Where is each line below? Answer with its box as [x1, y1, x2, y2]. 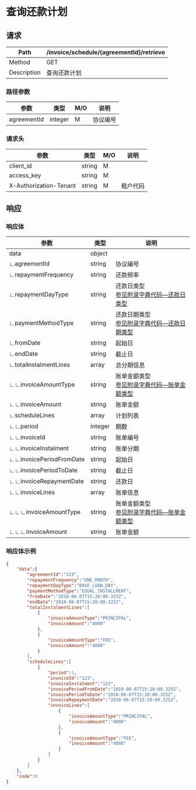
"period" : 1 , [47, 670, 77, 676]
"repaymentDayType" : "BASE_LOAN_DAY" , [27, 583, 118, 589]
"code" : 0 [16, 773, 38, 779]
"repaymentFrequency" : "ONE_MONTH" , [27, 577, 114, 583]
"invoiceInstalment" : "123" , [47, 680, 116, 686]
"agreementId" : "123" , [27, 572, 80, 578]
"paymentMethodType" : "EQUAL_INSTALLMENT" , [27, 588, 132, 594]
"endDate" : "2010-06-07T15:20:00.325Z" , [27, 599, 124, 605]
